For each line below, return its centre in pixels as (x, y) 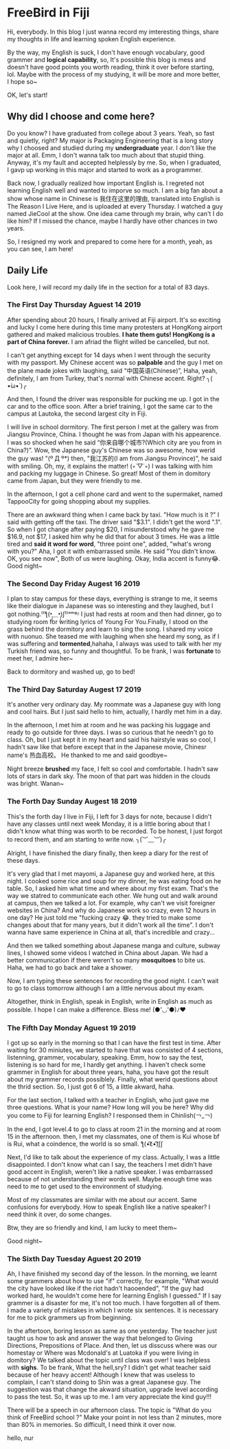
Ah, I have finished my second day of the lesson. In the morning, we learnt (112, 1274)
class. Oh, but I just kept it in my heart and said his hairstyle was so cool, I (112, 740)
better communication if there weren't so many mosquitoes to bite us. (106, 960)
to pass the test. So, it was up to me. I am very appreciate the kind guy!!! (109, 1397)
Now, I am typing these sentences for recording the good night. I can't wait (113, 980)
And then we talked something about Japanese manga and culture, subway (114, 945)
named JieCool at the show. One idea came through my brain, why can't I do (115, 213)
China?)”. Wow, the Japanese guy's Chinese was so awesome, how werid (111, 450)
